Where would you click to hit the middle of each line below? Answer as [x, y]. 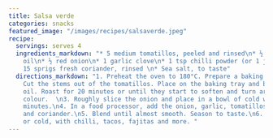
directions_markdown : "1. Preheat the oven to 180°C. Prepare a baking [140, 76]
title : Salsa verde [41, 16]
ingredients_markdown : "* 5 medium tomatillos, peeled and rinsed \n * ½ [140, 54]
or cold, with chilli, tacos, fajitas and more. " [110, 122]
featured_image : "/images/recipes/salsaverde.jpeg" [97, 31]
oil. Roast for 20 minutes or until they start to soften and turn [139, 91]
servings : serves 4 [49, 46]
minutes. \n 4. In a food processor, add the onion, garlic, [125, 106]
